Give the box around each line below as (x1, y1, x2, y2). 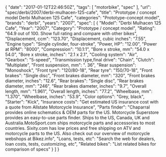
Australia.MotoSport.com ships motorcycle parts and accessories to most (5, 120, 155, 126)
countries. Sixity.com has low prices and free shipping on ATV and (5, 125, 141, 131)
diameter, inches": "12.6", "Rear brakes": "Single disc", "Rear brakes (5, 78, 144, 84)
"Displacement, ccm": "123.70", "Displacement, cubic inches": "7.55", (5, 36, 147, 42)
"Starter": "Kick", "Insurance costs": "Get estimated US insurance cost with (5, 99, 159, 105)
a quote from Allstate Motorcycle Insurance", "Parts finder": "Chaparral (5, 104, 150, 110)
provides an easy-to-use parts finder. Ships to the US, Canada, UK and (5, 115, 150, 120)
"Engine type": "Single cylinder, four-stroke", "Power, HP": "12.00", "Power (5, 41, 157, 47)
